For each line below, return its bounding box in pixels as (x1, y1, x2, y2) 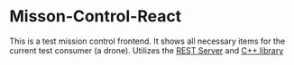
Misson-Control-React (9, 6, 182, 27)
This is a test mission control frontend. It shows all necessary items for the (9, 36, 286, 46)
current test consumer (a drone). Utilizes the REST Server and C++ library (9, 45, 284, 55)
